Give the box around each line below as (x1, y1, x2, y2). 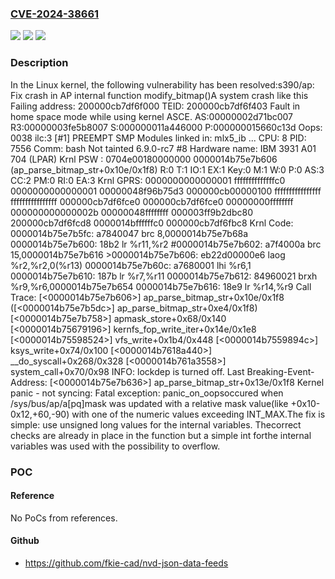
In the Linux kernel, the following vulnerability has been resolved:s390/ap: (10, 78, 315, 91)
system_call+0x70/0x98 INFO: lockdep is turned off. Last (10, 365, 245, 377)
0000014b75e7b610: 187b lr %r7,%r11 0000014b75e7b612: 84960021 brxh (10, 270, 318, 282)
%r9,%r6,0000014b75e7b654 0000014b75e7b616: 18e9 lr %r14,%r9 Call (10, 280, 312, 292)
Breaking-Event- (246, 365, 315, 377)
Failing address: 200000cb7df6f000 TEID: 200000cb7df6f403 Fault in (10, 100, 301, 112)
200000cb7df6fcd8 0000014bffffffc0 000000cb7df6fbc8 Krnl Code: (10, 217, 294, 229)
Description (10, 56, 69, 70)
